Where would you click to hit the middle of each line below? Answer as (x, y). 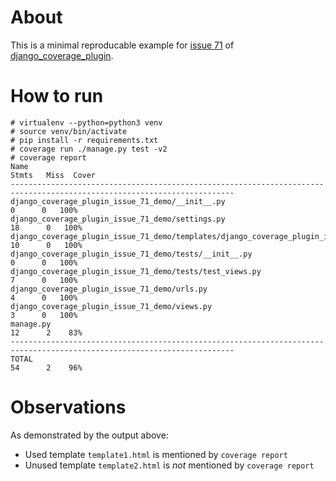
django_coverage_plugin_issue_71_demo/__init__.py (118, 201)
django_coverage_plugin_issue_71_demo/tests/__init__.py (131, 254)
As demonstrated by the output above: (89, 435)
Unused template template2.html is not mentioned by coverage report (169, 465)
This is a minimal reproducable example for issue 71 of (122, 45)
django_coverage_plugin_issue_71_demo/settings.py (118, 219)
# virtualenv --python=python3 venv (86, 122)
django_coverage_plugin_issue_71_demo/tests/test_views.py (136, 271)
